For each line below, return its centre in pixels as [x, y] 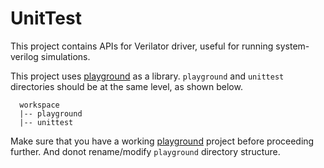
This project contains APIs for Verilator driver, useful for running [142, 46]
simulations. [65, 56]
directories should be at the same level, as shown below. [126, 86]
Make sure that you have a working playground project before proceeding [162, 141]
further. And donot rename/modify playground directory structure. [145, 151]
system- [292, 46]
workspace [39, 105]
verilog [24, 56]
